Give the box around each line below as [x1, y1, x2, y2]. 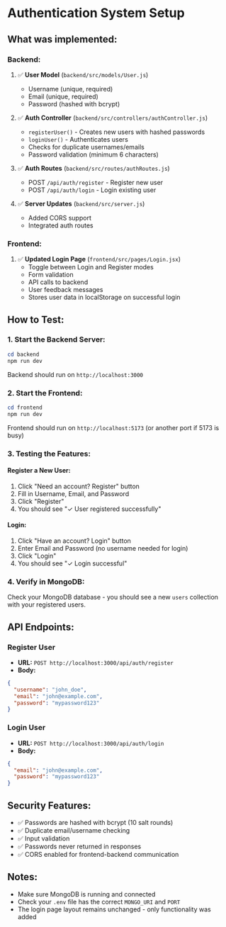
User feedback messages [28, 286, 103, 294]
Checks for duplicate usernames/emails [28, 142, 145, 151]
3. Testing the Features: [7, 449, 91, 459]
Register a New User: [7, 466, 71, 475]
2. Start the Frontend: [7, 388, 83, 398]
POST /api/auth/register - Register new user [28, 178, 164, 186]
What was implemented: [7, 33, 118, 45]
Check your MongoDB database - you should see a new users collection [7, 593, 218, 602]
